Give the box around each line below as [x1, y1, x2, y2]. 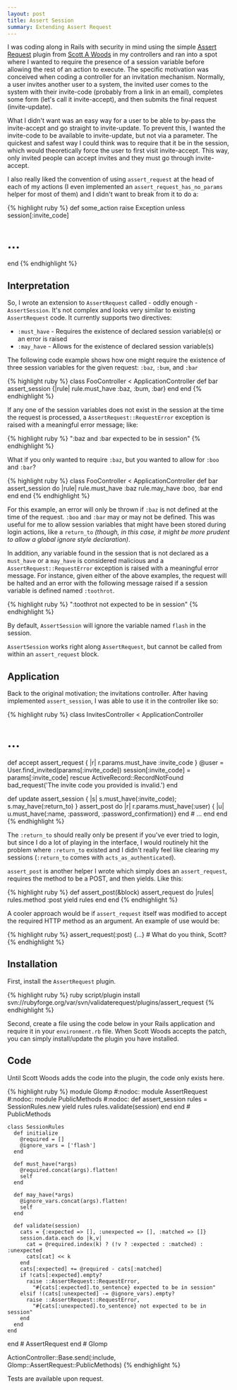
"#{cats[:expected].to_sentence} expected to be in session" [32, 1283, 217, 1291]
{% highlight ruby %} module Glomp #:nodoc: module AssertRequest [7, 1087, 208, 1096]
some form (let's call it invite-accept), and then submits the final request [7, 95, 217, 104]
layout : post [7, 10, 46, 18]
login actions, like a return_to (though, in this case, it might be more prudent [7, 528, 230, 536]
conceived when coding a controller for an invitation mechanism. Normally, [7, 73, 226, 81]
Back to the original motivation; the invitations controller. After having [7, 689, 208, 697]
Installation [7, 958, 58, 970]
